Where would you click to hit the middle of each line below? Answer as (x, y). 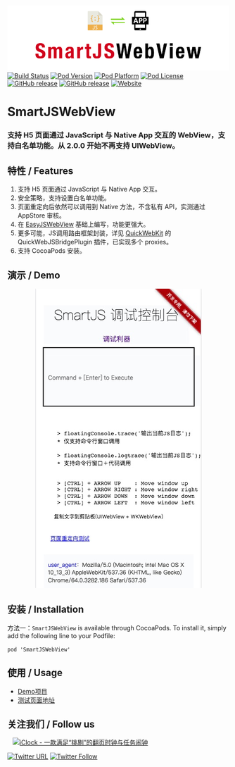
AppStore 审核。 (41, 216)
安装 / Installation (46, 610)
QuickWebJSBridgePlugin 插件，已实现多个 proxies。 (95, 242)
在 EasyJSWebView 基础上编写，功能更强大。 (83, 225)
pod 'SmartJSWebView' (39, 649)
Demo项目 (32, 691)
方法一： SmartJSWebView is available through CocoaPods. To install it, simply (117, 628)
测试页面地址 (36, 700)
